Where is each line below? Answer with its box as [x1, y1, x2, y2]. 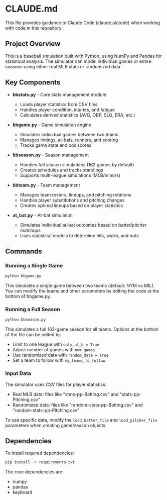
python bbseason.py [5, 317, 46, 322]
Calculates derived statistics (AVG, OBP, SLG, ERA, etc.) [20, 112, 135, 118]
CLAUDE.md [5, 3, 58, 15]
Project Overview [5, 40, 61, 48]
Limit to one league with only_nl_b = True [12, 341, 99, 347]
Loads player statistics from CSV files [20, 101, 98, 107]
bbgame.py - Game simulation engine [12, 122, 92, 128]
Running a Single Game [5, 262, 63, 269]
